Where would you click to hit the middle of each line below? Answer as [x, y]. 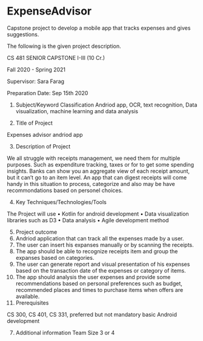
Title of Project [34, 123]
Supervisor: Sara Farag [36, 81]
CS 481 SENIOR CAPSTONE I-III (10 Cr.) [56, 58]
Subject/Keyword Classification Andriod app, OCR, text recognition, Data [106, 105]
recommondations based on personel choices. [65, 190]
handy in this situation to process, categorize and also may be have [91, 184]
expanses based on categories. [55, 257]
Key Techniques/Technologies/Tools [61, 202]
